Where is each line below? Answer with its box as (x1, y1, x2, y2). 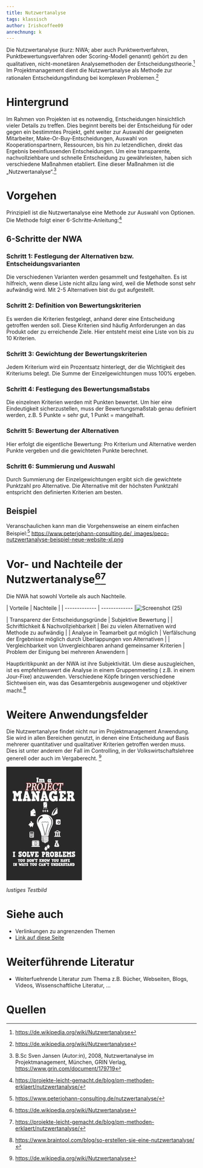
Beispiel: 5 (6, 529, 30, 537)
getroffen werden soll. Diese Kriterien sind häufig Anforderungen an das (6, 322, 186, 329)
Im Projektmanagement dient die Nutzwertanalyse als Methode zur (6, 67, 173, 74)
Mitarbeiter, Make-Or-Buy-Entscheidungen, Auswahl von (6, 134, 148, 142)
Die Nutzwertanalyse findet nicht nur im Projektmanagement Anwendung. (6, 728, 190, 735)
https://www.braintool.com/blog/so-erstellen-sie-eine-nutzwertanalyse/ (14, 1136, 195, 1144)
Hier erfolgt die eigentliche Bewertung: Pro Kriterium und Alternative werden (6, 440, 196, 447)
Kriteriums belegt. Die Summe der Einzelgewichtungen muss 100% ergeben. (6, 370, 196, 377)
